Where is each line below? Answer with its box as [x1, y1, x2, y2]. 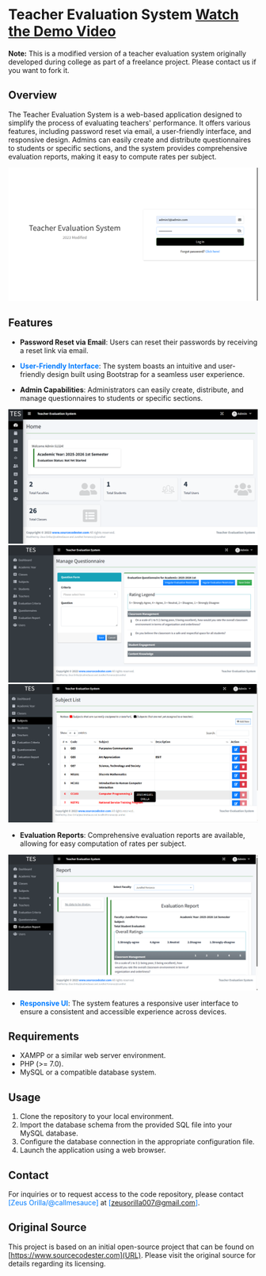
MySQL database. [19, 1128, 79, 1138]
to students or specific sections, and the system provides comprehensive [8, 143, 248, 152]
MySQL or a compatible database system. [19, 1067, 157, 1077]
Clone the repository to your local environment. [19, 1112, 174, 1121]
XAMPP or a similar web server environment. [19, 1051, 166, 1060]
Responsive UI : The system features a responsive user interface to [19, 998, 239, 1008]
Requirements [8, 1029, 79, 1043]
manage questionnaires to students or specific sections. [19, 393, 203, 402]
